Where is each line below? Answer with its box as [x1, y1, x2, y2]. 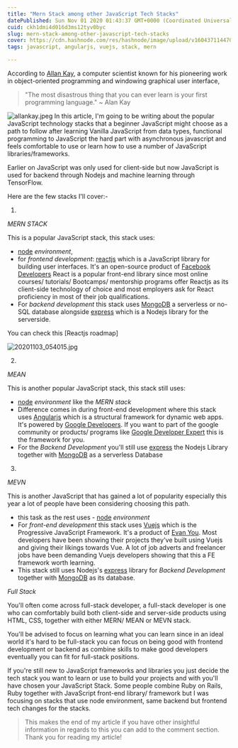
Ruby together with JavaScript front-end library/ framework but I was [7, 689, 209, 697]
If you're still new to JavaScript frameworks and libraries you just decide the [7, 666, 229, 675]
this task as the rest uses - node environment [17, 513, 150, 521]
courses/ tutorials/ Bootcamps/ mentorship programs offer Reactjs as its [17, 278, 229, 286]
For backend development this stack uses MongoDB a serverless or [17, 300, 216, 308]
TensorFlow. [7, 178, 43, 187]
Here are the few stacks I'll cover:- [7, 193, 108, 200]
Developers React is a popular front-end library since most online [17, 270, 208, 278]
